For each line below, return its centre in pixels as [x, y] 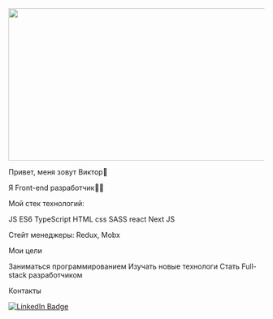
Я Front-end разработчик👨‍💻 [56, 188]
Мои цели [25, 250]
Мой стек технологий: [47, 203]
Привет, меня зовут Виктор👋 [58, 172]
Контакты [25, 291]
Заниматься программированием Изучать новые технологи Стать [124, 266]
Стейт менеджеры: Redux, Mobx [64, 235]
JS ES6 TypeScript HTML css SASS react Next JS [92, 219]
